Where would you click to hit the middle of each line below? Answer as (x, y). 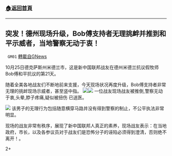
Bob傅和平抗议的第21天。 (32, 74)
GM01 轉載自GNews (27, 56)
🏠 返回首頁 (19, 8)
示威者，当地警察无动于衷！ (56, 43)
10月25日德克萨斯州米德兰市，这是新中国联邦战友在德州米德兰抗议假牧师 (82, 67)
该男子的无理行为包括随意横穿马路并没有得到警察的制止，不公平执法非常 (88, 108)
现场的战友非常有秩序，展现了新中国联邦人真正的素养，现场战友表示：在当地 (86, 126)
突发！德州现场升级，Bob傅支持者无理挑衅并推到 (82, 34)
